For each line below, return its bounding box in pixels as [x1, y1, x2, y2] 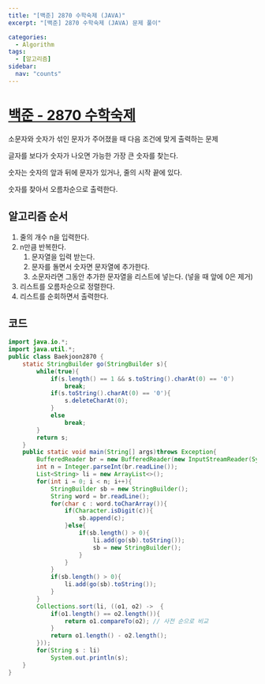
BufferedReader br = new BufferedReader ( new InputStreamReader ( [36, 456, 252, 464]
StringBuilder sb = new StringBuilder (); [50, 485, 189, 493]
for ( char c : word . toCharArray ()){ [50, 499, 168, 508]
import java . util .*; [8, 345, 77, 354]
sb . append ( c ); [78, 514, 125, 522]
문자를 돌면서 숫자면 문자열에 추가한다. [31, 261, 150, 271]
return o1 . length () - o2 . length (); [50, 632, 168, 640]
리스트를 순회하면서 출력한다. [19, 291, 109, 301]
